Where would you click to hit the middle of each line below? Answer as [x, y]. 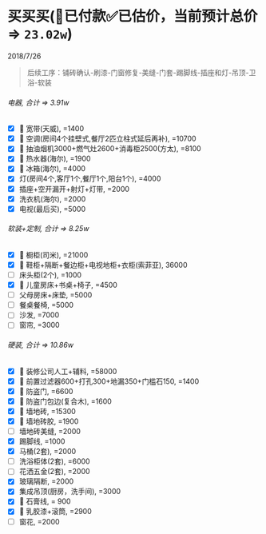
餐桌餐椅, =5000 [46, 305]
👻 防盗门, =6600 [46, 391]
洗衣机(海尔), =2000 [52, 199]
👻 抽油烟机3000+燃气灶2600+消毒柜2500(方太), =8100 [110, 149]
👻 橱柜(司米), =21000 [54, 255]
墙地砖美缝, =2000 [50, 431]
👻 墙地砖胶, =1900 [49, 421]
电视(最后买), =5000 [52, 209]
